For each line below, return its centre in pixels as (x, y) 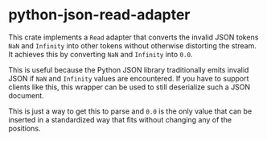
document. (26, 95)
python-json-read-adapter (99, 15)
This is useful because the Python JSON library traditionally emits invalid (129, 69)
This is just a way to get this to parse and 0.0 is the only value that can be (130, 111)
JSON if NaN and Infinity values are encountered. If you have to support (129, 78)
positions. (25, 128)
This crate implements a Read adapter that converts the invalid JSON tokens (133, 37)
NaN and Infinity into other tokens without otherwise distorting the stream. (133, 45)
